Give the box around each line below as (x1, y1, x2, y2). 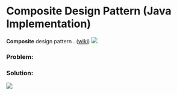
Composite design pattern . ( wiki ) (6, 37, 90, 44)
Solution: (6, 69, 34, 77)
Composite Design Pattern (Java (6, 4, 172, 18)
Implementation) (6, 17, 92, 31)
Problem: (6, 52, 34, 61)
